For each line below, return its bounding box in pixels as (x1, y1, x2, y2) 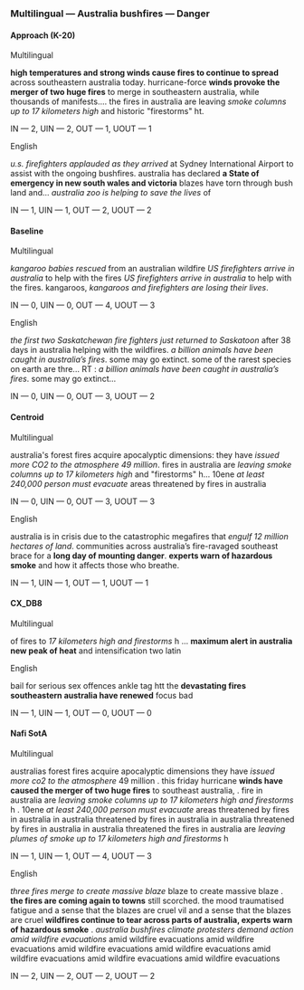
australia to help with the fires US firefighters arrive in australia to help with (10, 272, 292, 283)
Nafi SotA (10, 728, 48, 739)
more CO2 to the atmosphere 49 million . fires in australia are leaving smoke (10, 459, 292, 470)
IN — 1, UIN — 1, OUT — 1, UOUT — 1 (10, 577, 148, 588)
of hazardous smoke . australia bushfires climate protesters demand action (10, 924, 294, 935)
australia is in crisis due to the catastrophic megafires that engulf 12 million (10, 530, 289, 541)
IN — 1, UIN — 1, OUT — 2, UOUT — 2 (10, 205, 152, 215)
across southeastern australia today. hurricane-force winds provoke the (10, 77, 280, 88)
